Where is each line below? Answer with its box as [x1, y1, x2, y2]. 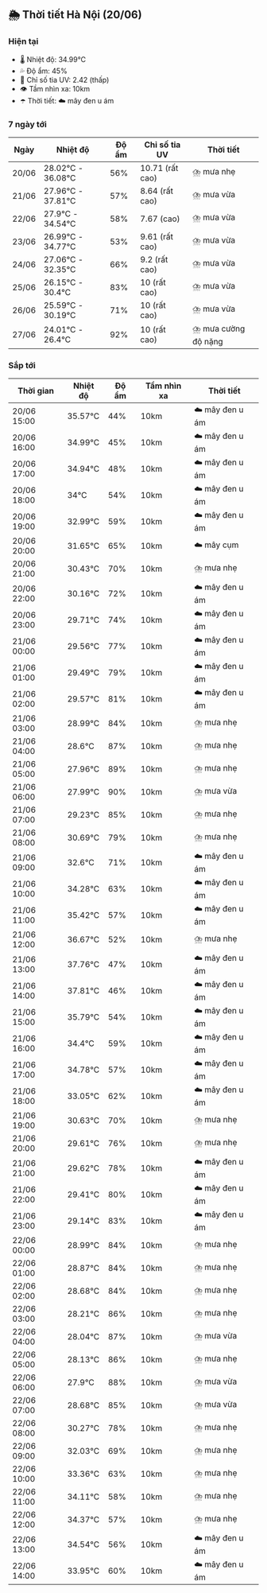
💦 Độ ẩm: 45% [19, 66, 68, 76]
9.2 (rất [140, 254, 168, 265]
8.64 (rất [140, 185, 173, 196]
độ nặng [192, 336, 224, 347]
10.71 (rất [140, 162, 179, 173]
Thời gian [17, 386, 54, 397]
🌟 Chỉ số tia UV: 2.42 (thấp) [19, 75, 110, 84]
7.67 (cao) [140, 213, 180, 224]
